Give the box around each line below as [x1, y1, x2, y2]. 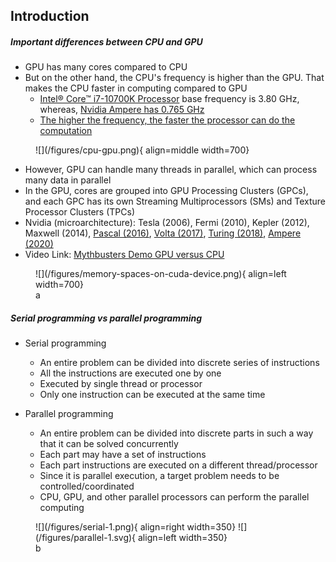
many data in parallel [24, 174, 112, 186]
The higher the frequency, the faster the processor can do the [39, 114, 296, 126]
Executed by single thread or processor [39, 378, 203, 390]
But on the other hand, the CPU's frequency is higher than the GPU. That [24, 72, 325, 84]
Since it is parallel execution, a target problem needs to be [39, 470, 280, 482]
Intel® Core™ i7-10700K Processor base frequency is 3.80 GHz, [39, 93, 300, 105]
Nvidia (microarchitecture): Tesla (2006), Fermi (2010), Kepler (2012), [24, 217, 310, 229]
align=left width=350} [138, 532, 228, 544]
